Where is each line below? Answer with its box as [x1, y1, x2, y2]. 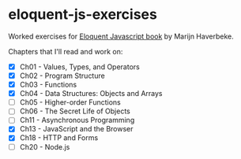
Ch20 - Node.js [19, 142, 70, 151]
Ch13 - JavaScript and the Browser [19, 124, 134, 134]
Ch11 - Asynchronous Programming [19, 116, 135, 125]
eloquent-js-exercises [8, 6, 158, 24]
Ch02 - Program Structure [19, 71, 105, 80]
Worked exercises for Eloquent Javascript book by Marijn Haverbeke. [8, 31, 235, 41]
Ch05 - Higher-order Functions [19, 98, 121, 107]
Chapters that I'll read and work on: [8, 46, 123, 56]
